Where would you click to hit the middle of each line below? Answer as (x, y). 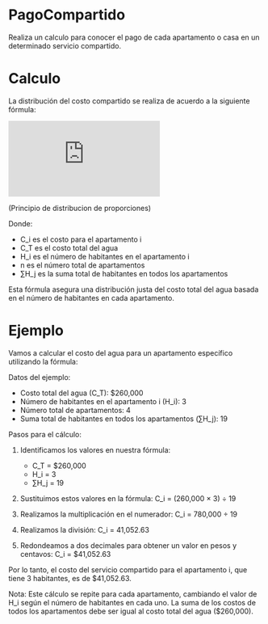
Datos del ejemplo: (40, 377)
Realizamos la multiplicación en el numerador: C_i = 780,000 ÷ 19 (129, 514)
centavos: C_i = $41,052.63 (65, 554)
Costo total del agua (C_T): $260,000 (82, 393)
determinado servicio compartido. (65, 45)
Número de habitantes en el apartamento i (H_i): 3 (103, 401)
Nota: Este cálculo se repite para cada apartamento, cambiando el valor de (133, 594)
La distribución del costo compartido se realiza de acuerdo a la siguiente (129, 101)
